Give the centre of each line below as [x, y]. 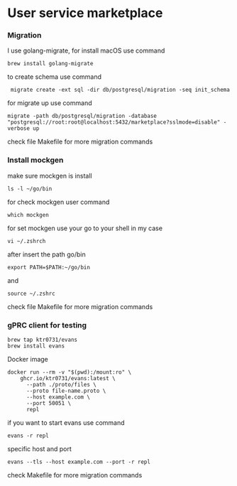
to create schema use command [54, 77]
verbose [19, 129]
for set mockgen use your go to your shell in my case [85, 228]
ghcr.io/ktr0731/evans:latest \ [68, 379]
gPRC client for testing [47, 325]
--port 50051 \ [49, 404]
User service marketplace [85, 13]
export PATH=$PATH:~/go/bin [49, 267]
